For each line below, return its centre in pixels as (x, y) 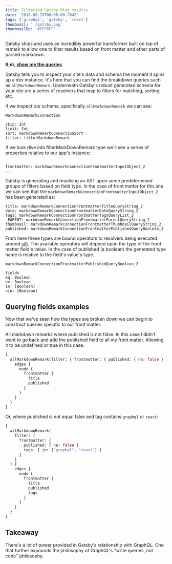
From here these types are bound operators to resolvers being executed (81, 238)
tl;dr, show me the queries (34, 65)
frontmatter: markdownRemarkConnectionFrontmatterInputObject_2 (75, 167)
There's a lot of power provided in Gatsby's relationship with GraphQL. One (85, 545)
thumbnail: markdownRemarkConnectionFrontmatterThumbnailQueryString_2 (83, 224)
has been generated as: (30, 197)
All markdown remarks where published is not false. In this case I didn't (81, 334)
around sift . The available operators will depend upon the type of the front (83, 244)
